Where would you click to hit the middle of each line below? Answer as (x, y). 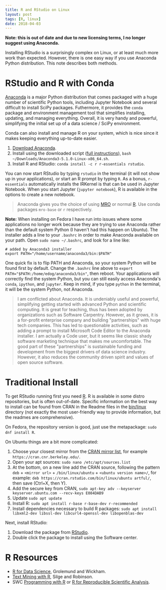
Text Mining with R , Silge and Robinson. (53, 577)
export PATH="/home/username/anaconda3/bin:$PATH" (58, 254)
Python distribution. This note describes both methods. (61, 63)
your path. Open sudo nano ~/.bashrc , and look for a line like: (68, 240)
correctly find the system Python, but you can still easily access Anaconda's (83, 279)
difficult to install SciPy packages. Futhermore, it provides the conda (74, 108)
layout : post (19, 14)
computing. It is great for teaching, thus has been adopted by (80, 310)
